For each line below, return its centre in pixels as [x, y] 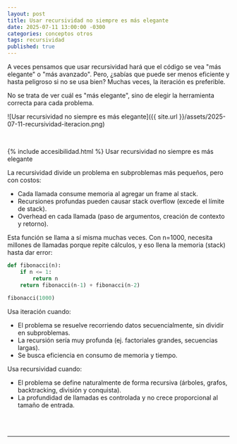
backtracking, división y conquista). [69, 390]
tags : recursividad [36, 40]
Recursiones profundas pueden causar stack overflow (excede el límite [121, 201]
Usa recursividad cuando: [45, 369]
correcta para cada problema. [50, 103]
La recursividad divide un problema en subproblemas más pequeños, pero [115, 173]
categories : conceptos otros [50, 34]
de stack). [32, 209]
